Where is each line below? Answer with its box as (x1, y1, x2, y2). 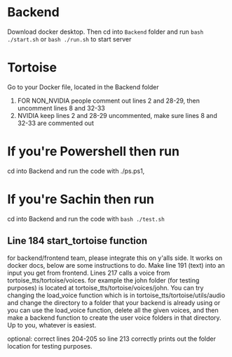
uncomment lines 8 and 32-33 (17, 103, 105, 112)
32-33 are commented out (17, 119, 95, 127)
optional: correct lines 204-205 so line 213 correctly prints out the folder (7, 335, 216, 343)
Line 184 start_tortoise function (7, 235, 148, 247)
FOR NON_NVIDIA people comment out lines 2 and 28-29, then (17, 96, 200, 105)
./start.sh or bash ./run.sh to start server (7, 34, 132, 43)
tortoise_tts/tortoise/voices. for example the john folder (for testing (7, 275, 200, 285)
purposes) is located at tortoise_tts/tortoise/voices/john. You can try (7, 283, 204, 292)
